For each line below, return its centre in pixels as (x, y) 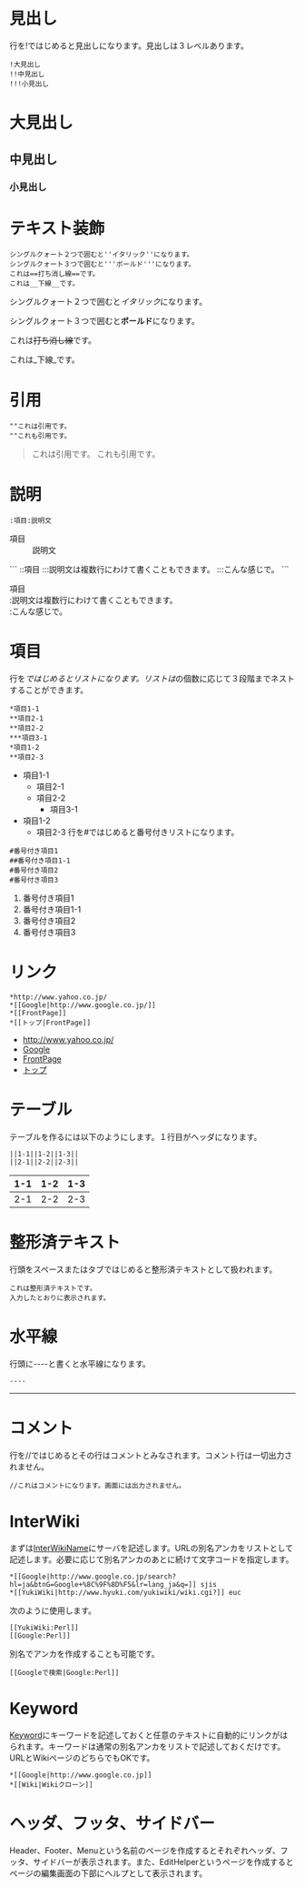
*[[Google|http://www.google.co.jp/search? (93, 1576)
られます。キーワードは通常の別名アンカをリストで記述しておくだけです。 (148, 1746)
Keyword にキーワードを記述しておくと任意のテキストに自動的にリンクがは (149, 1735)
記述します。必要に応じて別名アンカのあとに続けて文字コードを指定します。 (152, 1559)
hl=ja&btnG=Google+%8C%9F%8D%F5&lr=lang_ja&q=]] (103, 1584)
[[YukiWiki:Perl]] (44, 1628)
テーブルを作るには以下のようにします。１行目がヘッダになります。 (136, 1137)
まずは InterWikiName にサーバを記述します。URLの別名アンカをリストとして (151, 1548)
